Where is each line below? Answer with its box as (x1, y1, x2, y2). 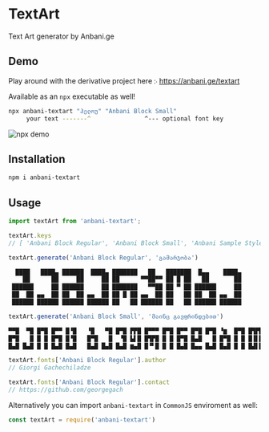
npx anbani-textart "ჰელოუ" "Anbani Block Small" (8, 107, 178, 115)
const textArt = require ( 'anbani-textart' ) (8, 415, 156, 424)
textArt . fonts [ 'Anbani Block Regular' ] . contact (8, 378, 171, 386)
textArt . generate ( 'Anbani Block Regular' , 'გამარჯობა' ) (8, 254, 199, 262)
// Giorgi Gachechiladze (8, 364, 91, 372)
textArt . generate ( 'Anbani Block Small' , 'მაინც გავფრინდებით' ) (8, 312, 224, 320)
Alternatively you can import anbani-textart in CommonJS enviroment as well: (8, 400, 259, 410)
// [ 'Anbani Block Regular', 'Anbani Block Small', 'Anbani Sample (8, 238, 242, 247)
